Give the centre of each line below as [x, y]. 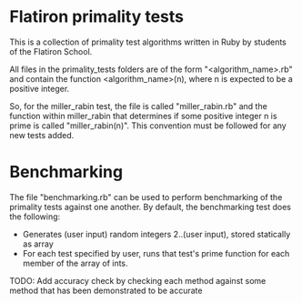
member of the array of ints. [75, 263]
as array [38, 244]
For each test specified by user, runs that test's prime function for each [156, 253]
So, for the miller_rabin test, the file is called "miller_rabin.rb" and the [139, 106]
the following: [35, 217]
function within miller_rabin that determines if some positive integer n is [143, 116]
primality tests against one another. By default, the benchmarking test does [150, 207]
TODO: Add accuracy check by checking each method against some [138, 280]
